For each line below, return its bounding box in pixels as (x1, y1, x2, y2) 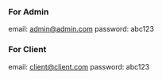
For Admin (8, 6, 49, 17)
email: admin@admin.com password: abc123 (8, 24, 155, 34)
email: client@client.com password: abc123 (8, 62, 150, 71)
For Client (8, 44, 47, 55)
